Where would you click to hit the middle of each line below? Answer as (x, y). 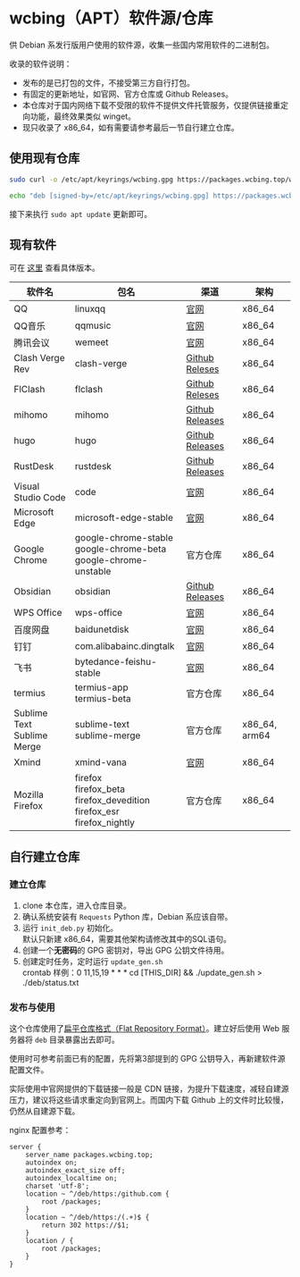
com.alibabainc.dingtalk (125, 646)
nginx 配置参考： (40, 1130)
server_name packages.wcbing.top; (89, 1155)
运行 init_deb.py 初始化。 (70, 928)
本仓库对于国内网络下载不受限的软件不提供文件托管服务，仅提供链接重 (151, 105)
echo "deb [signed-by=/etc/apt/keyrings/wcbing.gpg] (109, 196)
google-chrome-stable (124, 538)
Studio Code (40, 498)
